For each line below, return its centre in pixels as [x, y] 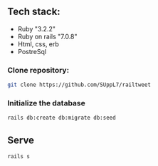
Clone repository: [38, 70]
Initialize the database [46, 103]
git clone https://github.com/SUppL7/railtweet [79, 85]
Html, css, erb [38, 44]
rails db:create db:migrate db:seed [62, 118]
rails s [19, 156]
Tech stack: [34, 12]
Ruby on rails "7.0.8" [47, 36]
